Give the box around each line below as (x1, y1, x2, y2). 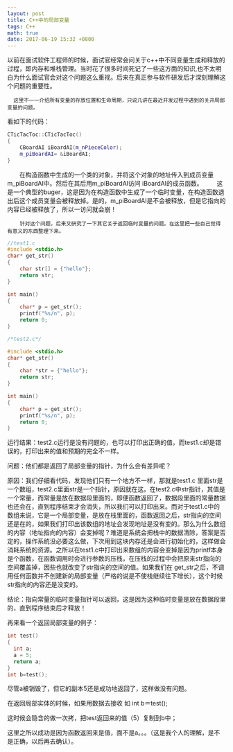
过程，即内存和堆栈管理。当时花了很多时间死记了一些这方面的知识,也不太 (7, 64, 216, 73)
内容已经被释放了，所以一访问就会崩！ (7, 205, 116, 213)
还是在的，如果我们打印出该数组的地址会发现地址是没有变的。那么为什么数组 (7, 520, 226, 528)
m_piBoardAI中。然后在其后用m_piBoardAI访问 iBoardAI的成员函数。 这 (7, 179, 223, 187)
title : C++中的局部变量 (7, 17, 69, 24)
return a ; (13, 658, 42, 665)
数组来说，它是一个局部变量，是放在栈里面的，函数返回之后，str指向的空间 (7, 511, 222, 520)
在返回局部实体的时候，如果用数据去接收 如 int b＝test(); (7, 699, 168, 708)
